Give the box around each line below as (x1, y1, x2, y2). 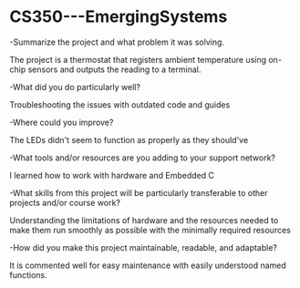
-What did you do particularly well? (9, 81, 141, 92)
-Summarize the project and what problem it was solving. (9, 36, 225, 47)
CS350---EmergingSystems (9, 6, 228, 27)
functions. (9, 269, 47, 280)
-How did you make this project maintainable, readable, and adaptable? (9, 242, 278, 252)
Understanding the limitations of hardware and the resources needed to (9, 214, 279, 225)
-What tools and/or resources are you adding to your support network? (9, 152, 276, 163)
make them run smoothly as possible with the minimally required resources (9, 224, 292, 235)
